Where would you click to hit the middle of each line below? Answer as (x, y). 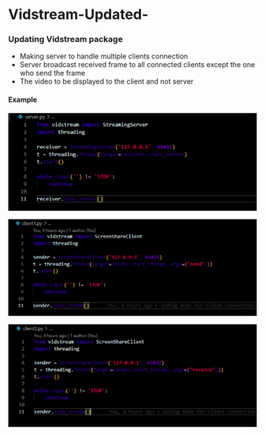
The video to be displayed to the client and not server (106, 81)
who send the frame (52, 73)
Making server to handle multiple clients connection (104, 56)
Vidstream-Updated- (78, 15)
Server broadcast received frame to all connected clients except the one (137, 65)
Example (23, 99)
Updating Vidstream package (66, 39)
